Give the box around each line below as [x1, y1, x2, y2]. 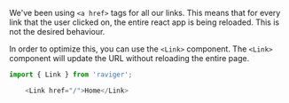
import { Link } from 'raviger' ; [9, 70, 133, 79]
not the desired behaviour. [9, 27, 105, 36]
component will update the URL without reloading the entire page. [9, 53, 250, 63]
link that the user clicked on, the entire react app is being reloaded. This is [9, 17, 280, 28]
